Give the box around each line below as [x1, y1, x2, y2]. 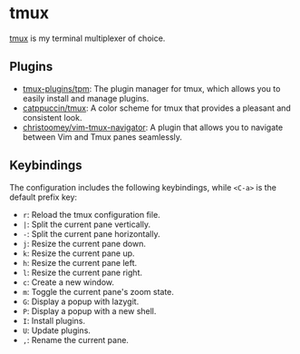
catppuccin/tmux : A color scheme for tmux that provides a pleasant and [22, 103, 292, 113]
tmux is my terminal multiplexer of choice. [9, 33, 166, 44]
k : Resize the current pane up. [22, 248, 135, 259]
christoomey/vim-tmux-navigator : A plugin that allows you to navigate [22, 122, 284, 133]
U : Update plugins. [22, 325, 91, 336]
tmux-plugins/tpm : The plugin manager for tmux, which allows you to [22, 83, 281, 93]
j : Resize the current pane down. [22, 238, 147, 249]
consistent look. [22, 112, 82, 123]
